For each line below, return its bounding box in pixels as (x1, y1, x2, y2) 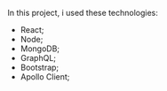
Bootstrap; (20, 62, 60, 72)
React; (20, 25, 44, 34)
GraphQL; (20, 53, 57, 63)
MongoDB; (20, 43, 60, 54)
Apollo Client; (20, 72, 70, 82)
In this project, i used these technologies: (7, 8, 158, 18)
